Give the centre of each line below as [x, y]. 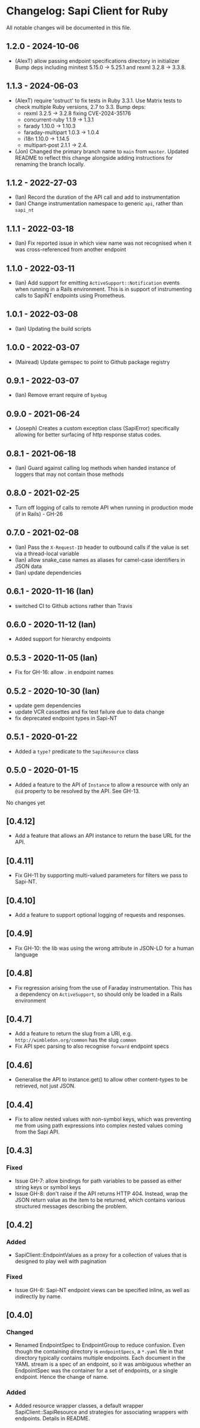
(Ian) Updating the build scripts [53, 329]
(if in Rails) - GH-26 [39, 514]
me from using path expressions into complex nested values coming [99, 1126]
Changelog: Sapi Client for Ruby [87, 11]
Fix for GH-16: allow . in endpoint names [64, 672]
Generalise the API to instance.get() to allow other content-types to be [101, 1080]
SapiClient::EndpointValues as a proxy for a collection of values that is [101, 1255]
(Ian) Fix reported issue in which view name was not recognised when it [103, 243]
